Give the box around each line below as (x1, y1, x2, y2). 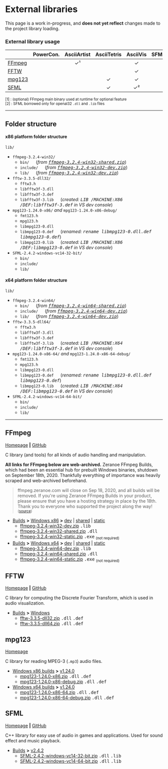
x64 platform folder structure (5, 277, 67, 283)
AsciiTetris (95, 51, 122, 58)
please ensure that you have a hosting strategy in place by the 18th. (17, 498, 157, 504)
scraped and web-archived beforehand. (5, 477, 87, 484)
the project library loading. (5, 25, 60, 31)
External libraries (5, 4, 78, 15)
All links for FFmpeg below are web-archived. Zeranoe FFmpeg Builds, (5, 461, 153, 467)
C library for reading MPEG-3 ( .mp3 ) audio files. (5, 658, 102, 664)
